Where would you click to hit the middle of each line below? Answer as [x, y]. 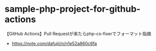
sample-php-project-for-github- [73, 9]
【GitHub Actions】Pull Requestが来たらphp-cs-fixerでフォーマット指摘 [78, 33]
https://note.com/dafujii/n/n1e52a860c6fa [54, 43]
